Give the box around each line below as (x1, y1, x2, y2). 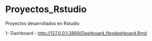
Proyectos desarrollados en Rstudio (5, 20, 80, 26)
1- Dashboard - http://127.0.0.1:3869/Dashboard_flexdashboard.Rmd (5, 30, 147, 36)
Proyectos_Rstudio (5, 4, 87, 15)
